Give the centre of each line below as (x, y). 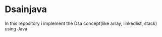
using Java (16, 28)
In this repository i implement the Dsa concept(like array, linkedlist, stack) (81, 23)
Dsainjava (26, 9)
